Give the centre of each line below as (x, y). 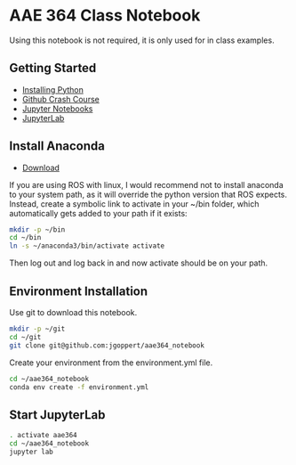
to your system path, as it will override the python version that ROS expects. (148, 194)
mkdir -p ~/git (37, 329)
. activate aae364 (43, 436)
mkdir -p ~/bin (37, 229)
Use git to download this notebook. (73, 312)
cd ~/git (25, 337)
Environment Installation (79, 291)
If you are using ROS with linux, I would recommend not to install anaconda (147, 184)
